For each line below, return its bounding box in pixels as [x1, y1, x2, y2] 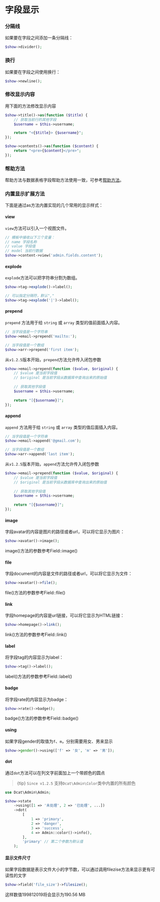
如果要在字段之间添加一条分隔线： [5, 35, 73, 41]
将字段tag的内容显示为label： [5, 654, 64, 660]
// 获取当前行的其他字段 [14, 117, 57, 122]
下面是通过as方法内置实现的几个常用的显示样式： [5, 202, 103, 208]
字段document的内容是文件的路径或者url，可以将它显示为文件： [5, 571, 132, 577]
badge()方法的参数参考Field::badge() [5, 716, 79, 721]
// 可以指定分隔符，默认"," [5, 293, 54, 299]
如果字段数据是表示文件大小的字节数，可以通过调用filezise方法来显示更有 [5, 867, 151, 872]
